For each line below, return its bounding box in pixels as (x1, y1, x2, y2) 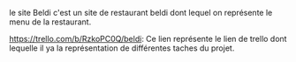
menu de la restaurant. (9, 17, 92, 27)
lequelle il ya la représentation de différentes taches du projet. (9, 43, 235, 53)
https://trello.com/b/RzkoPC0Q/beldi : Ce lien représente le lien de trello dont (9, 34, 287, 44)
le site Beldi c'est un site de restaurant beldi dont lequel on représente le (9, 8, 273, 17)
